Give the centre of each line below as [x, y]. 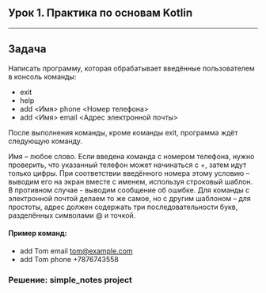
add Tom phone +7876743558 [69, 259]
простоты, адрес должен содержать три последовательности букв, [123, 207]
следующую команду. [46, 141]
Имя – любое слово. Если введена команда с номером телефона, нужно [131, 156]
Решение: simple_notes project [70, 280]
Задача [27, 49]
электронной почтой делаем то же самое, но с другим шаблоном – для [129, 198]
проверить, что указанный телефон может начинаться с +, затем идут [127, 165]
